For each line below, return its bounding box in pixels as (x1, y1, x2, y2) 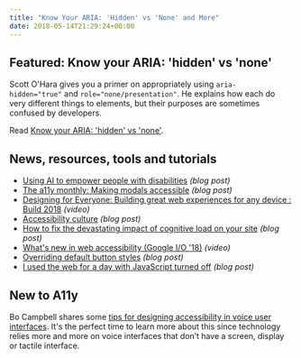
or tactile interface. (9, 340, 80, 351)
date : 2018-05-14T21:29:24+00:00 (9, 22, 135, 31)
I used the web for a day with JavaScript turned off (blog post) (22, 262, 255, 272)
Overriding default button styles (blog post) (22, 252, 184, 262)
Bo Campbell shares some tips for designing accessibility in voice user (9, 311, 272, 322)
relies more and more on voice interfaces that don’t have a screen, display (9, 330, 285, 341)
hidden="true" (9, 90, 63, 99)
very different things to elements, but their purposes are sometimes (9, 98, 260, 109)
